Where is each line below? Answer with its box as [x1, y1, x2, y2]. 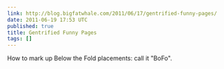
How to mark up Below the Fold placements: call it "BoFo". [7, 54, 172, 62]
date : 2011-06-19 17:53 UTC [7, 16, 88, 23]
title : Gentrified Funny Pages [7, 29, 97, 36]
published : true [7, 23, 54, 29]
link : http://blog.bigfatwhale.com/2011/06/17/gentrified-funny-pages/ [7, 10, 217, 17]
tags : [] [7, 36, 32, 42]
